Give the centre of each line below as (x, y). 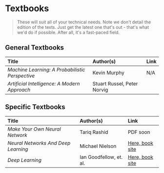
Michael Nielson (98, 146)
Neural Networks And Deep (39, 143)
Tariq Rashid (94, 132)
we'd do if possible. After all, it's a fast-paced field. (68, 32)
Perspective (21, 76)
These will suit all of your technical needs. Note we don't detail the (84, 22)
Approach (19, 90)
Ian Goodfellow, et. (101, 157)
